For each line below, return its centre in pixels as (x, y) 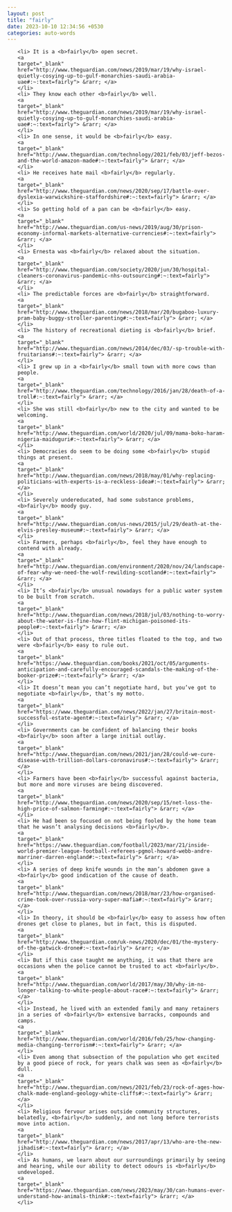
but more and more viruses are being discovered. (90, 785)
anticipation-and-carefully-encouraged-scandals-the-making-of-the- (118, 670)
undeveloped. (36, 1173)
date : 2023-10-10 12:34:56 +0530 (55, 26)
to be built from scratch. (56, 597)
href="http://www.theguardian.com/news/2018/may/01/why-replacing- (116, 476)
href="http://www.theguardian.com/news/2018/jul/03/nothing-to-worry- (121, 615)
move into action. (44, 1124)
